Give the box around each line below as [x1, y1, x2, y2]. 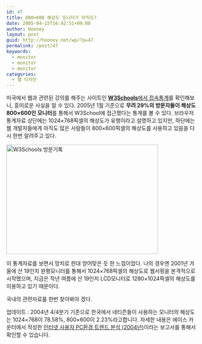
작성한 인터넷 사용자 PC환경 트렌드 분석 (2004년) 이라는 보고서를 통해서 [27, 323, 196, 331]
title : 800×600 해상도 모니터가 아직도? [6, 15, 97, 21]
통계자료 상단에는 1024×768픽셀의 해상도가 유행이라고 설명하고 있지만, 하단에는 [6, 117, 195, 125]
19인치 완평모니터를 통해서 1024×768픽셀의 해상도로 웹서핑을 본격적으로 [24, 267, 196, 275]
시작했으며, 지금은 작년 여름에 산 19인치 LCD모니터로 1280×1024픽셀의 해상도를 [6, 275, 196, 283]
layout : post [6, 32, 39, 38]
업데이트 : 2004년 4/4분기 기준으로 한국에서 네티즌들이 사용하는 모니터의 [6, 308, 179, 316]
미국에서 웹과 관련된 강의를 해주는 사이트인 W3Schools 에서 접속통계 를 [6, 94, 174, 101]
